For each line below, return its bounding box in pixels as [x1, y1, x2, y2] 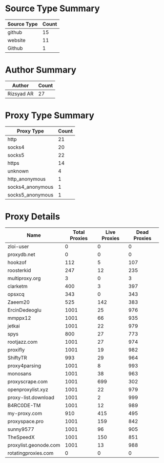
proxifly [7, 346, 25, 353]
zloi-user [7, 243, 29, 250]
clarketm [7, 283, 28, 289]
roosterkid [7, 267, 31, 274]
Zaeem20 [7, 299, 30, 306]
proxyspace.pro [7, 418, 44, 424]
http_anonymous [7, 176, 46, 182]
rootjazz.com [7, 338, 38, 345]
